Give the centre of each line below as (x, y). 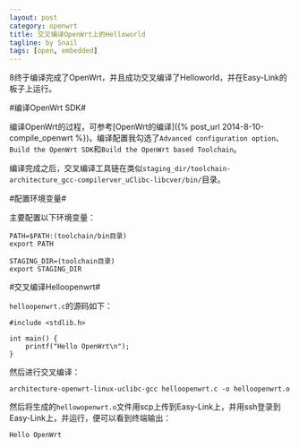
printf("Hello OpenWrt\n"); (77, 347)
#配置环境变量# (38, 199)
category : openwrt (43, 26)
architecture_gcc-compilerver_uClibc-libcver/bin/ (106, 180)
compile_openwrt (41, 138)
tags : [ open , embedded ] (54, 51)
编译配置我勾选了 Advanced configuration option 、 (190, 138)
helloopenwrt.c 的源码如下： (61, 306)
